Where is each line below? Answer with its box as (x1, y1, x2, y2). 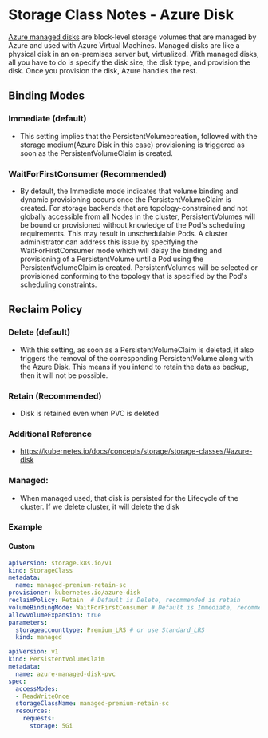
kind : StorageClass (8, 566, 73, 574)
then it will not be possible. (19, 370, 108, 380)
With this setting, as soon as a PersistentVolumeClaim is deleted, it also (19, 345, 254, 355)
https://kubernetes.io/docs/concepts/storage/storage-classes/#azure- (19, 446, 253, 456)
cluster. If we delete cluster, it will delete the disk (19, 502, 180, 511)
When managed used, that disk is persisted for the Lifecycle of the (19, 493, 239, 502)
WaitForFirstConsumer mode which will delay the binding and (19, 245, 222, 255)
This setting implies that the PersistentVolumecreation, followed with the (19, 131, 258, 141)
